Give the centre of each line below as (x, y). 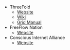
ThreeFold (20, 7)
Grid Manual (29, 22)
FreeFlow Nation (26, 27)
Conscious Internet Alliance (37, 37)
